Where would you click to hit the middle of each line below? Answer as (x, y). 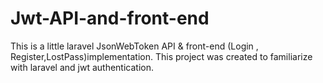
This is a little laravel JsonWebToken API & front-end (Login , (134, 46)
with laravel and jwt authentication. (82, 67)
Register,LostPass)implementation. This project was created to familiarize (161, 56)
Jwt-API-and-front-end (110, 18)
